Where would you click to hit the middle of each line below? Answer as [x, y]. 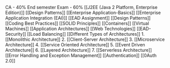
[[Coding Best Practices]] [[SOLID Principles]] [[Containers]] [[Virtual [77, 23]
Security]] [16, 34]
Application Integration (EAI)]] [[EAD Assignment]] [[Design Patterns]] [78, 18]
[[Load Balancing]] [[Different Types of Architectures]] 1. [86, 34]
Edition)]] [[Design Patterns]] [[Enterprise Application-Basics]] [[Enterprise [83, 13]
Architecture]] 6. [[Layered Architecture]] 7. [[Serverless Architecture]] [79, 50]
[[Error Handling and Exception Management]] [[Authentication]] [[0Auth [81, 55]
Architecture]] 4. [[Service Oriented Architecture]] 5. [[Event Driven [75, 45]
